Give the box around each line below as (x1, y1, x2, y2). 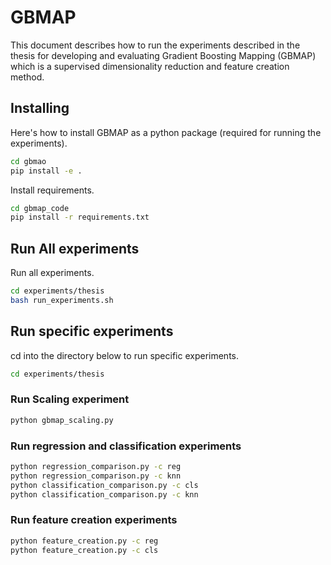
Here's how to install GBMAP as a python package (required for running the (10, 126, 322, 138)
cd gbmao (10, 156, 47, 166)
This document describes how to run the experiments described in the (10, 39, 301, 51)
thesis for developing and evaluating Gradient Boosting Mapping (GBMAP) (10, 49, 317, 61)
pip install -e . (10, 166, 83, 176)
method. (10, 71, 45, 83)
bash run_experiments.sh (10, 295, 114, 305)
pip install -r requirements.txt (10, 212, 150, 223)
